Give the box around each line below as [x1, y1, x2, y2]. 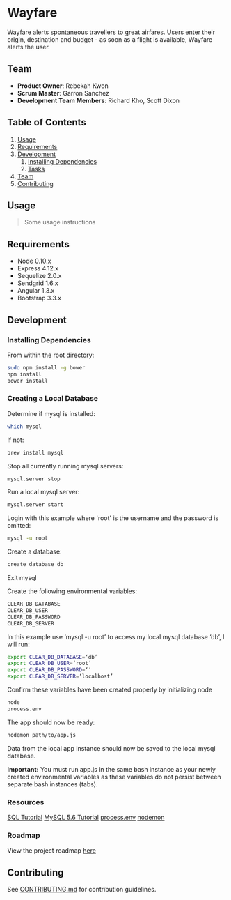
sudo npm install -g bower [7, 364, 86, 371]
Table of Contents [7, 116, 87, 128]
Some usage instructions [24, 218, 96, 227]
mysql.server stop [7, 475, 61, 482]
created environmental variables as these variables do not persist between [7, 772, 221, 781]
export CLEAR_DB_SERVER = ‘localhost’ [7, 673, 113, 680]
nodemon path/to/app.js [7, 731, 77, 738]
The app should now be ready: [7, 718, 95, 726]
